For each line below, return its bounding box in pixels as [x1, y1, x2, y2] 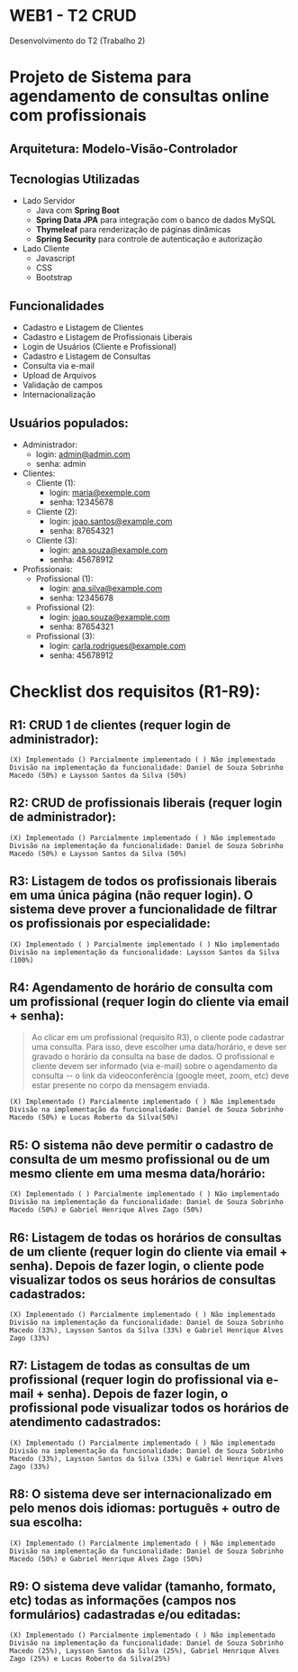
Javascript [35, 253, 76, 264]
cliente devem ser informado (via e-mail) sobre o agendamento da [31, 1061, 277, 1072]
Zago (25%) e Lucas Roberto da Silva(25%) [9, 1655, 171, 1664]
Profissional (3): [35, 630, 95, 641]
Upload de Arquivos [22, 370, 97, 381]
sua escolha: [9, 1515, 83, 1530]
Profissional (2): [35, 601, 95, 613]
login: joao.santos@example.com [49, 516, 173, 526]
